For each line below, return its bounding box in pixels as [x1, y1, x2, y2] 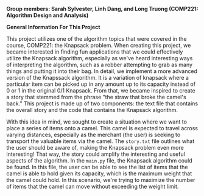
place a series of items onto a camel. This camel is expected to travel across [6, 125, 198, 131]
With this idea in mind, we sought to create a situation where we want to [6, 118, 188, 125]
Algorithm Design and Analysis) [6, 12, 89, 19]
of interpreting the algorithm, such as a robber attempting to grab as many [6, 61, 193, 68]
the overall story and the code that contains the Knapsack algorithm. [6, 107, 178, 113]
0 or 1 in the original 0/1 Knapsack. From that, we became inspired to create [6, 87, 196, 94]
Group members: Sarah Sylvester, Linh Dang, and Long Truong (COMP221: [6, 5, 199, 12]
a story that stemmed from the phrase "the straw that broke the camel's [6, 94, 187, 100]
